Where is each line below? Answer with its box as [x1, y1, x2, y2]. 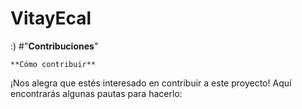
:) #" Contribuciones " [10, 40, 99, 52]
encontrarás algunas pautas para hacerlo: [10, 87, 183, 99]
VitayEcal [10, 7, 92, 30]
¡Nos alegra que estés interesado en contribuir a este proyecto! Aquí [10, 77, 292, 89]
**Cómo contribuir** [10, 59, 97, 69]
